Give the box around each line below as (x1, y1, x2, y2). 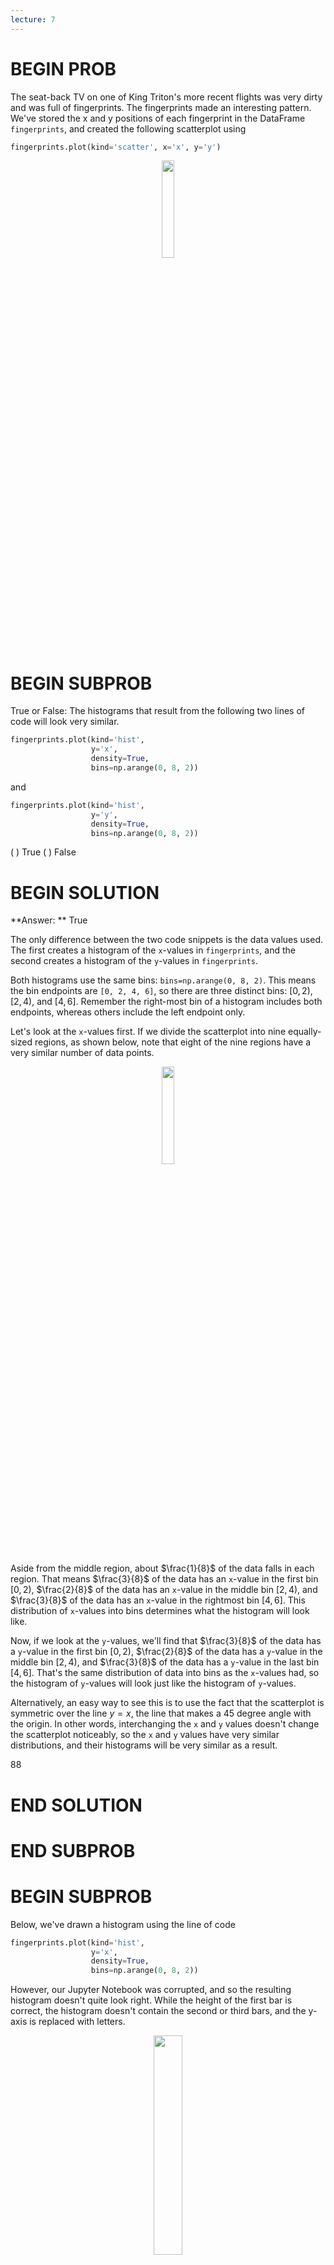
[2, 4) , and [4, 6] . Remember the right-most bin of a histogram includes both (10, 996, 323, 1008)
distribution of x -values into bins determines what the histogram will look (10, 1605, 310, 1617)
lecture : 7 (10, 14, 56, 25)
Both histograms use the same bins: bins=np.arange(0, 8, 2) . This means (10, 974, 317, 986)
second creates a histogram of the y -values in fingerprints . (10, 955, 258, 967)
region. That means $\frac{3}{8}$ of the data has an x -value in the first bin (10, 1573, 319, 1585)
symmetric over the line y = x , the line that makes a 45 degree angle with (10, 1707, 312, 1720)
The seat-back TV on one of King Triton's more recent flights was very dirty (10, 91, 323, 103)
